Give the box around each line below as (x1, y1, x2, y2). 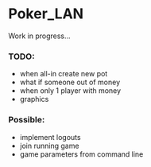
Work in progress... (8, 31, 71, 41)
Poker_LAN (8, 5, 84, 23)
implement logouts (19, 132, 81, 142)
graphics (19, 95, 49, 104)
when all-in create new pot (19, 69, 108, 79)
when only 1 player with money (19, 86, 122, 95)
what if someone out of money (19, 77, 121, 87)
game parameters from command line (19, 149, 144, 159)
